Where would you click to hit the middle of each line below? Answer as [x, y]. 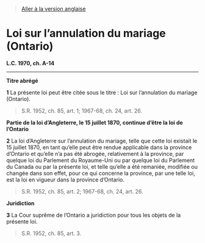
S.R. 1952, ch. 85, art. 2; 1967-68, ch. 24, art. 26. [82, 191]
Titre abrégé [22, 80]
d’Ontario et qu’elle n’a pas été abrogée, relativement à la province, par [95, 153]
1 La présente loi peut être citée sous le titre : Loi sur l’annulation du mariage [102, 92]
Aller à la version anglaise [53, 9]
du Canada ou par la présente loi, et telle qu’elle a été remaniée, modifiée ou [102, 166]
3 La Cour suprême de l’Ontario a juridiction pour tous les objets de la [94, 215]
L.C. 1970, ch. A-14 [31, 63]
